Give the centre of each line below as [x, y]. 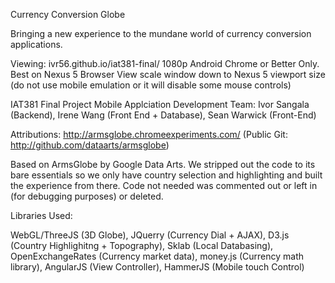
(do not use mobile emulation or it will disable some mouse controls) [151, 85]
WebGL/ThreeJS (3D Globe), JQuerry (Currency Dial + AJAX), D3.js [150, 235]
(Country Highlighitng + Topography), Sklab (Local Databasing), [142, 245]
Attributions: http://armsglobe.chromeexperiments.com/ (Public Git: [149, 134]
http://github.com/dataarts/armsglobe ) [90, 145]
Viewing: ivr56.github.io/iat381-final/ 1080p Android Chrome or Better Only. [165, 63]
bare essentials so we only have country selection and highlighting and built [166, 175]
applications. [36, 44]
